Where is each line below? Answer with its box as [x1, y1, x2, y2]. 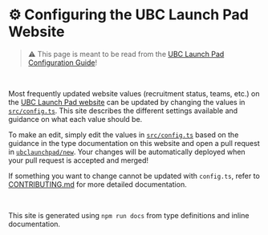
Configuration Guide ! [27, 58, 98, 67]
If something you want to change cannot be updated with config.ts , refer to [8, 171, 261, 180]
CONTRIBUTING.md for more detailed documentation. [8, 179, 187, 189]
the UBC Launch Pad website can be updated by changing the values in [8, 97, 246, 107]
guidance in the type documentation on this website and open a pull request [8, 138, 261, 148]
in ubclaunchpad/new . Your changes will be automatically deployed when [8, 147, 246, 156]
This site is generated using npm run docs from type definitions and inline [8, 210, 250, 220]
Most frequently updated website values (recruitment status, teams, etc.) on [8, 88, 260, 98]
